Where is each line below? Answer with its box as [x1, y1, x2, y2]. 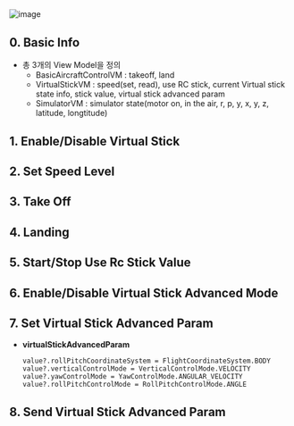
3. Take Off [9, 194, 71, 210]
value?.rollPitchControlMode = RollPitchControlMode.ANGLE [21, 380, 248, 389]
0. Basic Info [9, 35, 80, 50]
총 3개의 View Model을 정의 [21, 60, 122, 71]
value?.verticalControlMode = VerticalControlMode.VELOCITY [21, 364, 251, 373]
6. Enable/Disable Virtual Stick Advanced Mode [9, 285, 279, 300]
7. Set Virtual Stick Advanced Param [9, 315, 214, 330]
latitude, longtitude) [35, 108, 108, 119]
